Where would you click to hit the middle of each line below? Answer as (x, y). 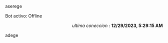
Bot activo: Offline (24, 16)
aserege (14, 6)
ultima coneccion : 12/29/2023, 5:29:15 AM (117, 25)
